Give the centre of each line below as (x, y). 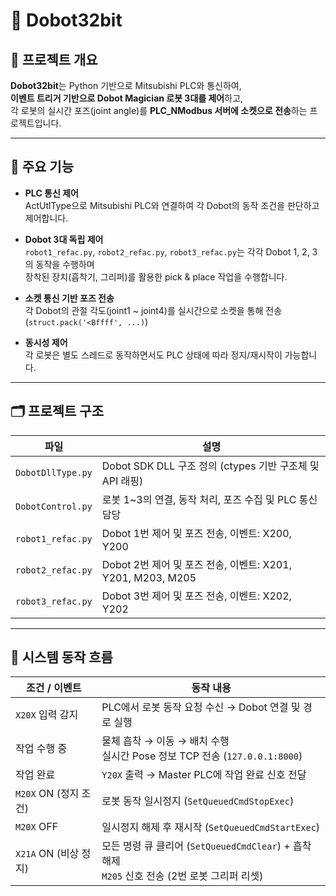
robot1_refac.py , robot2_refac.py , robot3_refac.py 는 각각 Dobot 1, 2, (167, 251)
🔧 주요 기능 (42, 167)
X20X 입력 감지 (47, 715)
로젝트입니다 (35, 123)
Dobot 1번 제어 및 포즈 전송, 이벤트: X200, (196, 533)
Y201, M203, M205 (149, 577)
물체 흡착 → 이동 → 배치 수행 (165, 741)
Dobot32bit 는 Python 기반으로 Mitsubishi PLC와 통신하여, (126, 85)
